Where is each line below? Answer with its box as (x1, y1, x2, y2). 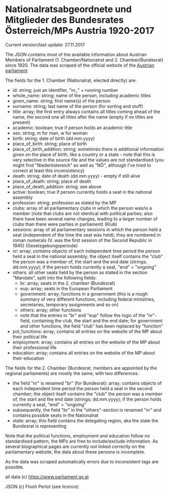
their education (12, 355, 44, 361)
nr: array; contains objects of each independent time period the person (12, 248, 160, 254)
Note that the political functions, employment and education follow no (5, 432, 150, 438)
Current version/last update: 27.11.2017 (5, 41, 85, 47)
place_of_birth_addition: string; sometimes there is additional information (12, 146, 164, 152)
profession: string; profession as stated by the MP (12, 199, 117, 205)
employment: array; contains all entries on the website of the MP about (12, 339, 160, 345)
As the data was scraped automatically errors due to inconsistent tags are (5, 458, 159, 465)
